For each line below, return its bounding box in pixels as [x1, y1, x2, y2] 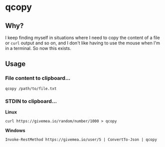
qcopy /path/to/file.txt [5, 86, 57, 91]
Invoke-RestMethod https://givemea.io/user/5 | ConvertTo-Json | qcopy [5, 137, 157, 142]
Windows [5, 127, 25, 133]
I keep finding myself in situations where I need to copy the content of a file [5, 34, 161, 40]
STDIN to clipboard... [5, 97, 57, 104]
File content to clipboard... [5, 74, 71, 81]
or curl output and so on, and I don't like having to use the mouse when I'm [5, 40, 161, 46]
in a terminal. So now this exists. [5, 45, 71, 51]
